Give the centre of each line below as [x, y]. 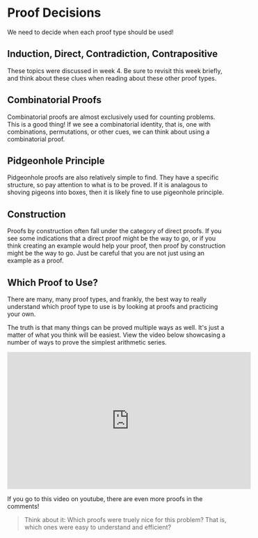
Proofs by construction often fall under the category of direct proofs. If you [114, 231]
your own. [22, 314]
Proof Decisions [54, 13]
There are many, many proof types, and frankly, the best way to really [107, 299]
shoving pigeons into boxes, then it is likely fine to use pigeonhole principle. [116, 192]
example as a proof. [35, 261]
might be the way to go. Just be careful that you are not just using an [106, 253]
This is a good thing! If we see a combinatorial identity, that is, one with [109, 124]
